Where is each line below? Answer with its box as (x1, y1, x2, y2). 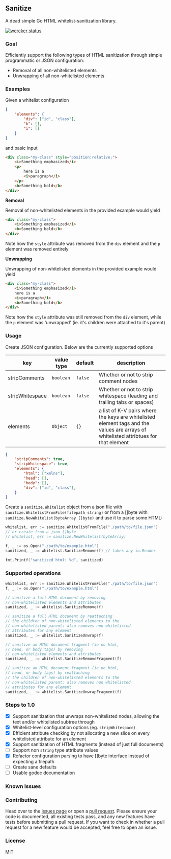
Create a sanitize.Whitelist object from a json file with (5, 504, 123, 510)
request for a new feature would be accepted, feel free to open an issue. (5, 824, 157, 830)
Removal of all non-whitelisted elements (12, 67, 97, 74)
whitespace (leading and (98, 392, 158, 399)
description (117, 359, 146, 366)
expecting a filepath (12, 759, 55, 765)
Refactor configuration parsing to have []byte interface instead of (12, 753, 150, 759)
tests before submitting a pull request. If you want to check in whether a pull (5, 819, 165, 825)
